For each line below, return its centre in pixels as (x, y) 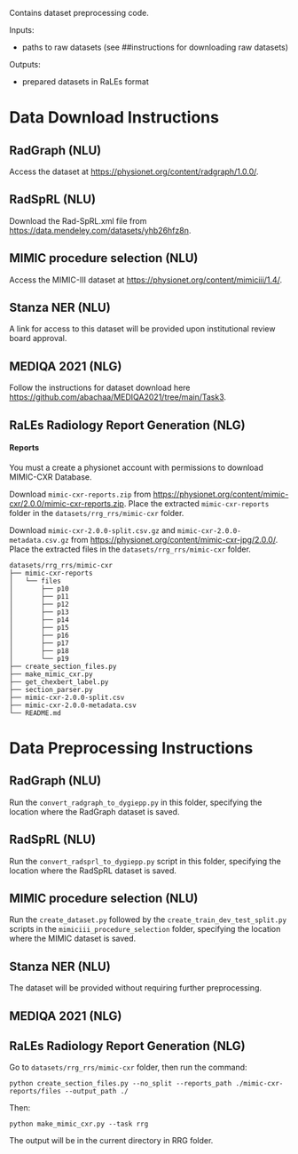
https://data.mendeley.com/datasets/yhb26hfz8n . (100, 230)
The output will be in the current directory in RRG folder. (111, 1141)
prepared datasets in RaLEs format (85, 82)
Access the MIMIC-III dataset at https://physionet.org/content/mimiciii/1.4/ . (145, 280)
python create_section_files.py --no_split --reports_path (121, 1084)
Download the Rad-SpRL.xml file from (78, 220)
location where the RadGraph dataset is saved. (94, 811)
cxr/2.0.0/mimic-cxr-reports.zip (67, 503)
